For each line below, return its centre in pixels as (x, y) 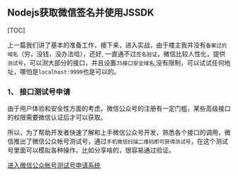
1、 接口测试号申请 (39, 92)
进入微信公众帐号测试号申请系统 (54, 165)
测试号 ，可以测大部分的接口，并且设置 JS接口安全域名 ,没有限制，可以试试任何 (116, 62)
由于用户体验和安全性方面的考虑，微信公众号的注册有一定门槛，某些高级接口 (119, 109)
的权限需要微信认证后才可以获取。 (57, 117)
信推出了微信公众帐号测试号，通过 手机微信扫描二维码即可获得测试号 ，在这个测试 (118, 141)
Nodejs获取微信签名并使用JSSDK (81, 13)
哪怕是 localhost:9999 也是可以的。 (70, 71)
